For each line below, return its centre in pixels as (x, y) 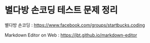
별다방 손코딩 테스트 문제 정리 (61, 10)
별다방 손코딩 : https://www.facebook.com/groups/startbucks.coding (75, 25)
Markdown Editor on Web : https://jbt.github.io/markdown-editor (71, 35)
